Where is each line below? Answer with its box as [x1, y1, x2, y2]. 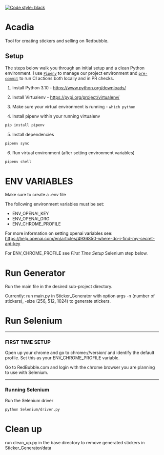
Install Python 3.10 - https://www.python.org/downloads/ [12, 84, 126, 90]
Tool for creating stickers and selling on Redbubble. [5, 38, 109, 43]
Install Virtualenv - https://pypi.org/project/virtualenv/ [12, 94, 120, 100]
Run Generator [5, 268, 66, 278]
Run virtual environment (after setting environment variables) [12, 149, 135, 156]
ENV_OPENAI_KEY [12, 210, 49, 217]
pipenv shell [5, 159, 32, 164]
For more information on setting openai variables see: [5, 230, 113, 236]
